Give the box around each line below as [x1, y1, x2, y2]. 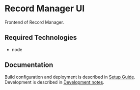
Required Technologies [4, 33, 77, 42]
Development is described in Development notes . [4, 79, 104, 85]
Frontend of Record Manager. [4, 19, 64, 25]
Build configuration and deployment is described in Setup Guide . [4, 74, 136, 80]
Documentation [4, 61, 54, 69]
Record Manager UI [4, 3, 85, 14]
